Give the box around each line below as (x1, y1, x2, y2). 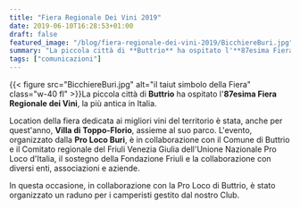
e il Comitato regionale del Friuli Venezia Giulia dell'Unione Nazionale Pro (9, 144, 277, 155)
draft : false (9, 29, 58, 38)
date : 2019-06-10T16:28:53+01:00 (9, 21, 134, 30)
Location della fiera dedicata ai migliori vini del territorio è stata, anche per (9, 115, 283, 126)
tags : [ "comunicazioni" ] (9, 54, 102, 63)
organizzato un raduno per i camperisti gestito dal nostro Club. (9, 189, 240, 200)
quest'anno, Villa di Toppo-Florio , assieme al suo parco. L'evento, (9, 125, 253, 135)
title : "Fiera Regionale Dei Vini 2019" (9, 13, 162, 22)
